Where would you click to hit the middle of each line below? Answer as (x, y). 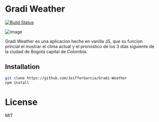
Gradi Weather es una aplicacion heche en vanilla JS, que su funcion (74, 41)
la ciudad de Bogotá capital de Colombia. (46, 52)
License (21, 102)
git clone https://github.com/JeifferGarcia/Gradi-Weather (66, 78)
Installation (22, 67)
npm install (17, 83)
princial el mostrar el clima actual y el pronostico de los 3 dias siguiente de (80, 46)
